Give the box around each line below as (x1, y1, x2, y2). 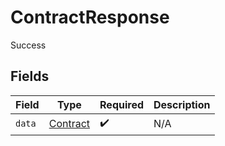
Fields (10, 68, 50, 85)
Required (99, 97, 145, 111)
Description (153, 97, 211, 111)
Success (10, 39, 47, 51)
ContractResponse (10, 6, 170, 29)
